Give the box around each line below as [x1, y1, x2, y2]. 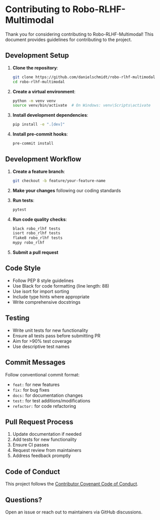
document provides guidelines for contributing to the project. [5, 37, 132, 43]
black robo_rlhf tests [12, 226, 61, 231]
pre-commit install [12, 141, 54, 146]
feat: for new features [12, 382, 60, 388]
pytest [12, 207, 27, 212]
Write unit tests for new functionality [12, 327, 88, 333]
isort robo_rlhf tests [12, 231, 61, 236]
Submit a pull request [12, 250, 59, 256]
